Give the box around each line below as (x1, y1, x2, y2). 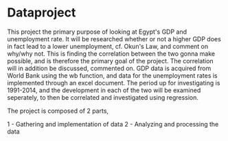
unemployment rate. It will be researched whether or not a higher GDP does (7, 34, 221, 43)
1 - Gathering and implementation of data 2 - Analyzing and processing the (7, 120, 219, 128)
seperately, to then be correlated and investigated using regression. (7, 93, 199, 101)
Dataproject (7, 5, 76, 21)
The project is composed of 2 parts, (7, 107, 109, 115)
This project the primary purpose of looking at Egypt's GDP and (7, 28, 187, 36)
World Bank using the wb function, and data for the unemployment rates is (7, 71, 218, 80)
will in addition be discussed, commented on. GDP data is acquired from (7, 64, 212, 72)
